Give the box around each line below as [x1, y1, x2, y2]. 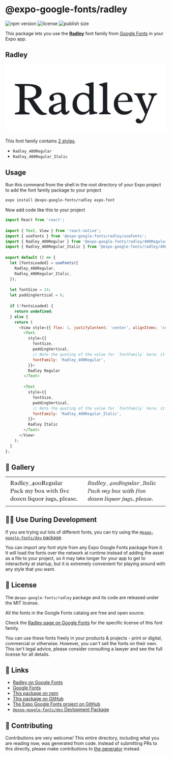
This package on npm [12, 690, 59, 696]
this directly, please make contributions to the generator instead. [5, 746, 141, 752]
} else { [10, 314, 28, 320]
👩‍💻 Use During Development [5, 516, 97, 524]
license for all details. [5, 651, 50, 657]
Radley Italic [27, 422, 58, 427]
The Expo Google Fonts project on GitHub [12, 701, 100, 707]
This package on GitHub [12, 696, 64, 702]
